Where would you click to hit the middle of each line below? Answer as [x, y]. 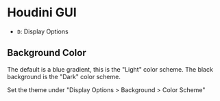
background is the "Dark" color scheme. [64, 76]
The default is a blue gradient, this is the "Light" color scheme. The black [110, 69]
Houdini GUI [42, 13]
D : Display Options [42, 31]
